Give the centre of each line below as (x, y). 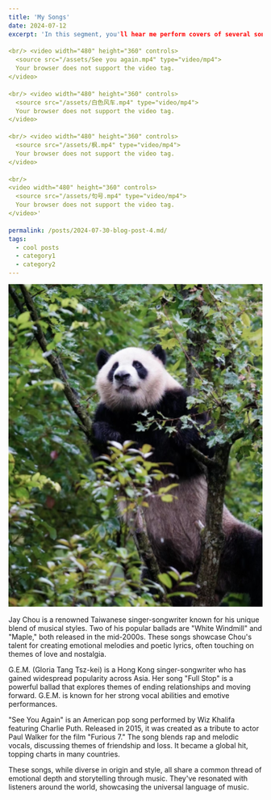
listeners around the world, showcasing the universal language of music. (129, 787)
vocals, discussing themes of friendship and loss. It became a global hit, (128, 745)
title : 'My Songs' (39, 17)
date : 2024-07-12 (38, 25)
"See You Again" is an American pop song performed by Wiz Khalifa (122, 719)
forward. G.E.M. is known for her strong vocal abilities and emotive (119, 695)
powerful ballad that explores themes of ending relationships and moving (130, 687)
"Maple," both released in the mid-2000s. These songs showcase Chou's (130, 637)
